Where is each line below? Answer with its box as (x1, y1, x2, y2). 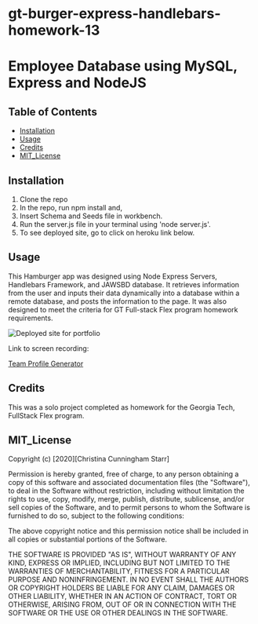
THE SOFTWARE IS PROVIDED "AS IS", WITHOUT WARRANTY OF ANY (8, 550, 237, 560)
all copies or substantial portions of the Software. (8, 535, 167, 544)
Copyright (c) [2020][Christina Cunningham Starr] (8, 454, 170, 464)
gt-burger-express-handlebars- (8, 5, 221, 23)
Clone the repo (19, 195, 68, 204)
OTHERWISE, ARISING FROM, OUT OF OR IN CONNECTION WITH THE (8, 600, 237, 609)
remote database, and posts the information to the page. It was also (8, 296, 227, 306)
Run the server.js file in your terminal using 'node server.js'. (19, 220, 212, 228)
